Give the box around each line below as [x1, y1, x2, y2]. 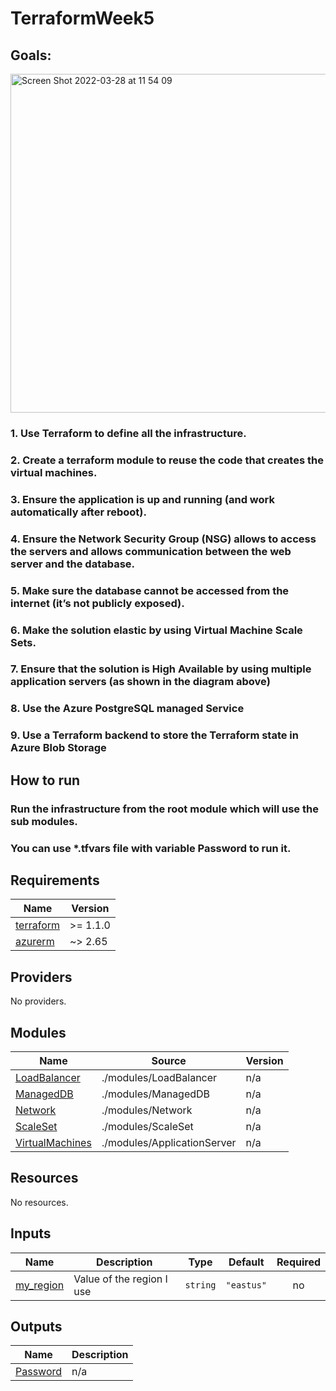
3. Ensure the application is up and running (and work [10, 492, 275, 506]
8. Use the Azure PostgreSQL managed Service [10, 702, 245, 716]
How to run [10, 772, 81, 789]
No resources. [10, 1196, 69, 1208]
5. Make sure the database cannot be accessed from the [10, 583, 290, 597]
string [184, 1279, 217, 1291]
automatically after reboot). [10, 505, 147, 519]
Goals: [10, 47, 52, 64]
